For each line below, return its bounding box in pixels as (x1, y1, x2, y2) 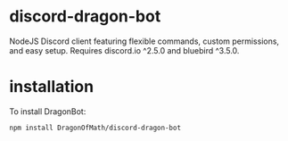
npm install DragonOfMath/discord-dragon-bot (9, 123, 181, 132)
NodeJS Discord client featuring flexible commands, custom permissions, (9, 36, 279, 46)
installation (9, 77, 95, 97)
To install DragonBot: (9, 105, 86, 117)
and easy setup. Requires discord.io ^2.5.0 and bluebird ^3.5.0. (9, 45, 240, 55)
